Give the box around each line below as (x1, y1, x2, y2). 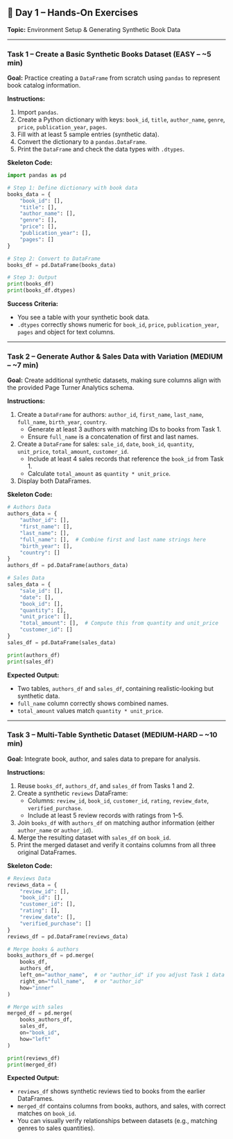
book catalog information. (7, 81, 81, 90)
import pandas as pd (7, 172, 67, 179)
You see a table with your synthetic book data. (17, 313, 150, 322)
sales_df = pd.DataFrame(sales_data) (7, 639, 116, 646)
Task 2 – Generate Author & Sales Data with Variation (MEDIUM (7, 352, 223, 361)
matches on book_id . (17, 1109, 76, 1117)
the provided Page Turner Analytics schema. (7, 384, 135, 392)
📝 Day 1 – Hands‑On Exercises (7, 7, 139, 19)
